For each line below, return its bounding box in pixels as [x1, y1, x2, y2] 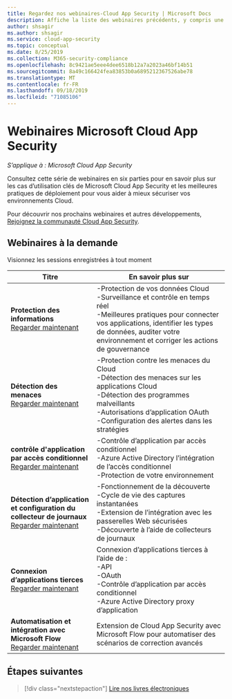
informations [10, 314, 54, 324]
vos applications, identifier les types [96, 318, 213, 328]
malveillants [96, 398, 135, 408]
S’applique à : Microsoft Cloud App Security [7, 160, 133, 169]
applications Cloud [96, 381, 157, 391]
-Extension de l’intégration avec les [96, 507, 212, 517]
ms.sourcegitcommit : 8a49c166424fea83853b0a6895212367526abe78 [7, 68, 193, 75]
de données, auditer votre [96, 326, 180, 336]
